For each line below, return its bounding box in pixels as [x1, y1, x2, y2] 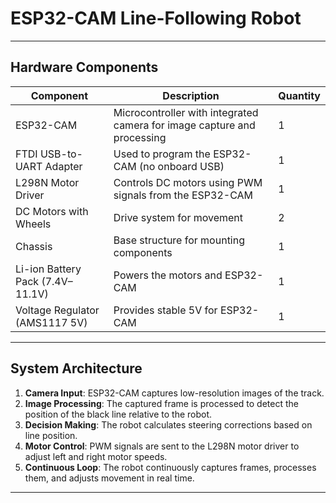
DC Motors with [15, 204, 89, 218]
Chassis [15, 239, 53, 253]
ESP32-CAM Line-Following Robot [10, 7, 302, 30]
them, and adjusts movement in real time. [24, 472, 195, 484]
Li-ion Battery [15, 262, 82, 276]
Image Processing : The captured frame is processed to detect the [24, 397, 299, 409]
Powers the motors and [113, 268, 223, 282]
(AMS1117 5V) [15, 315, 88, 329]
